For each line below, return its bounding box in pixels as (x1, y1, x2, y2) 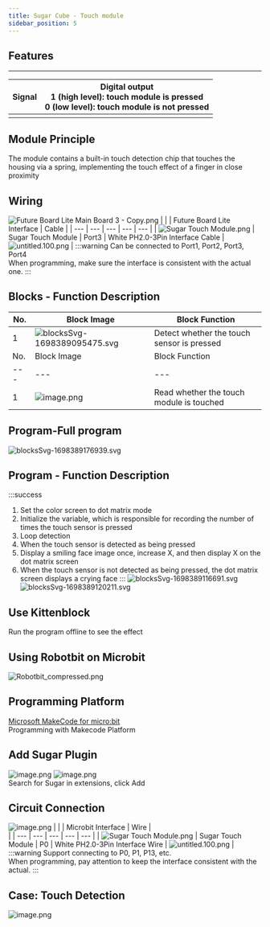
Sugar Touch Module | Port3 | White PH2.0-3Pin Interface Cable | (8, 232, 225, 242)
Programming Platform (8, 695, 125, 708)
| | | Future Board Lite (160, 215, 231, 225)
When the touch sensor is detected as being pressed (19, 539, 195, 549)
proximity (8, 170, 40, 181)
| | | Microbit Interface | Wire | (53, 822, 152, 832)
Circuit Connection (8, 802, 105, 815)
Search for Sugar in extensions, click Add (8, 777, 145, 788)
